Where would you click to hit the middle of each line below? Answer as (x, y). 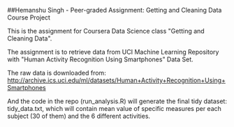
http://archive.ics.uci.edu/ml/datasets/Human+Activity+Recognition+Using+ (116, 80)
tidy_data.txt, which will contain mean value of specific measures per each (115, 109)
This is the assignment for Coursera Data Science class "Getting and (106, 31)
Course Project (29, 17)
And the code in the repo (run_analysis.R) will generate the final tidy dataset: (117, 101)
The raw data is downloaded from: (57, 73)
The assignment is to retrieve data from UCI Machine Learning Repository (113, 52)
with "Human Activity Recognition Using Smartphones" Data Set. (100, 59)
